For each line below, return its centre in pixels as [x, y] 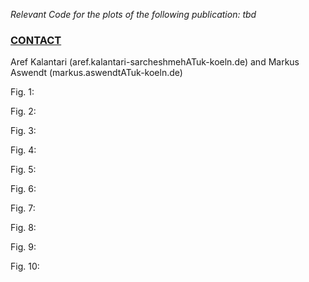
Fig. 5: [23, 170]
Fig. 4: [23, 150]
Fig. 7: [23, 208]
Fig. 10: [25, 266]
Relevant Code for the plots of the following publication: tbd [133, 14]
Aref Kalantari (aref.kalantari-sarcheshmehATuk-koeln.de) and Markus [155, 62]
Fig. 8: [23, 228]
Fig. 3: [23, 131]
